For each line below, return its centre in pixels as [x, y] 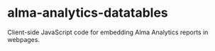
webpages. [24, 39]
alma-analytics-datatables [88, 13]
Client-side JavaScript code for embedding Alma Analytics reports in [108, 32]
